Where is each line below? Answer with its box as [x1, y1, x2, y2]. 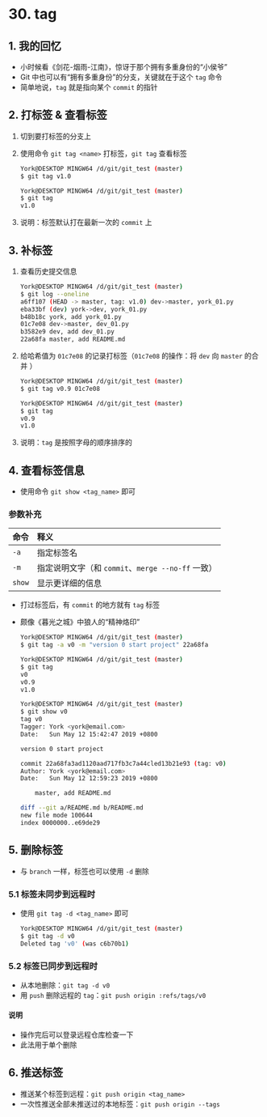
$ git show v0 [19, 707, 68, 716]
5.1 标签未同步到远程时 [8, 888, 95, 899]
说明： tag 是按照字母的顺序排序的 [19, 438, 133, 448]
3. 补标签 [8, 244, 53, 257]
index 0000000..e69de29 [19, 818, 101, 826]
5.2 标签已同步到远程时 [8, 960, 98, 971]
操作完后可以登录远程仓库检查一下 [19, 1030, 134, 1040]
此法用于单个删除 [19, 1040, 77, 1050]
